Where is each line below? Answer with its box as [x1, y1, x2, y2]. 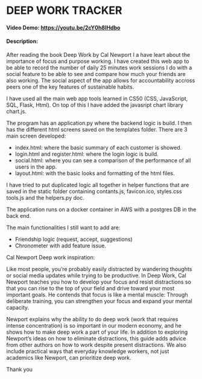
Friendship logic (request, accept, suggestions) [14, 235, 133, 243]
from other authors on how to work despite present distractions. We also [6, 341, 187, 348]
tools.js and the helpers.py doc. [6, 194, 84, 201]
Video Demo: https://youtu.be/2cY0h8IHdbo [6, 24, 121, 31]
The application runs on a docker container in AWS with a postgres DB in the [6, 206, 197, 213]
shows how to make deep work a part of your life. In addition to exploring [6, 328, 188, 336]
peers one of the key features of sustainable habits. [6, 83, 134, 91]
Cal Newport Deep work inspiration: [6, 253, 95, 261]
